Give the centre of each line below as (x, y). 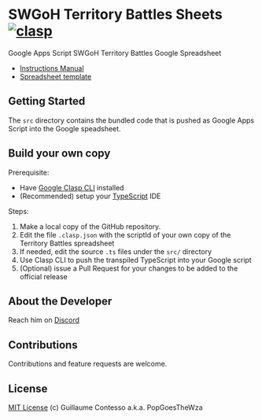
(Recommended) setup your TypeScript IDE (90, 196)
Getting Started (47, 101)
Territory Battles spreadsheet (67, 243)
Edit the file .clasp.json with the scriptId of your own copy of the (125, 234)
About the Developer (60, 301)
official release (44, 276)
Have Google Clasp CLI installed (72, 187)
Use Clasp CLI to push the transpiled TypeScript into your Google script (135, 260)
